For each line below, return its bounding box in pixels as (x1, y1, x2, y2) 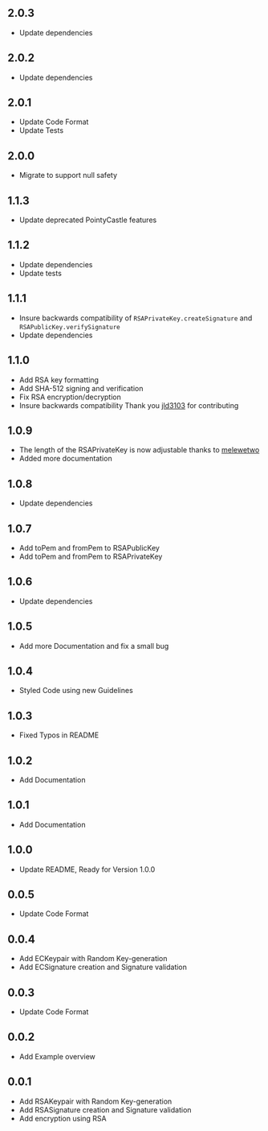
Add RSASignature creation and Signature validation (18, 1104, 192, 1114)
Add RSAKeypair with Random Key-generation (18, 1096, 173, 1106)
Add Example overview (18, 1051, 95, 1061)
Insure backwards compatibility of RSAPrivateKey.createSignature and (18, 313, 253, 323)
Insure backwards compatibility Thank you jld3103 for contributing (18, 400, 239, 410)
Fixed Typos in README (18, 730, 99, 740)
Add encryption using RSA (18, 1113, 107, 1123)
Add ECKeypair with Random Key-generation (18, 954, 168, 964)
